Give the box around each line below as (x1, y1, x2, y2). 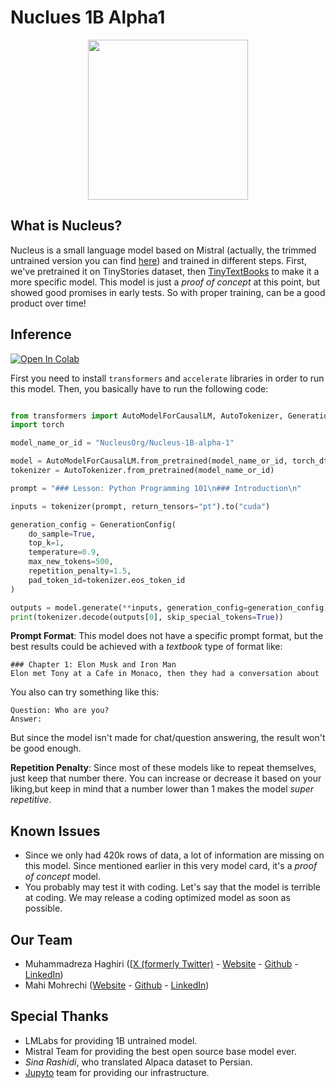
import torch (10, 420, 65, 430)
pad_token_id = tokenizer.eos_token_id (28, 575, 186, 585)
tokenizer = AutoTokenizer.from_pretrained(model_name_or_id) (10, 466, 275, 476)
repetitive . (10, 794, 52, 806)
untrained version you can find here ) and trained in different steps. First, (10, 254, 307, 266)
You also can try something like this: (10, 686, 160, 698)
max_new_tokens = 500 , (28, 557, 114, 567)
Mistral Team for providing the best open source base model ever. (24, 1045, 297, 1057)
